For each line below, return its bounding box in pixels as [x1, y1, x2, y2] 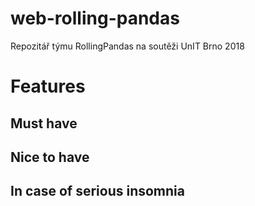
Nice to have [10, 148, 90, 166]
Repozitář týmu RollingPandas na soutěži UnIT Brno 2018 [10, 40, 245, 52]
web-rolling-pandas [10, 7, 180, 30]
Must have [10, 115, 78, 132]
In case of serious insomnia [10, 183, 185, 200]
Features [10, 75, 86, 98]
